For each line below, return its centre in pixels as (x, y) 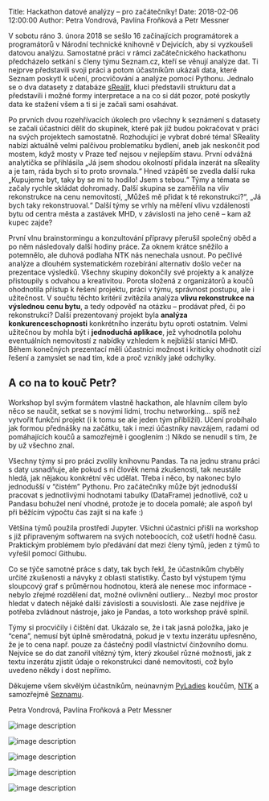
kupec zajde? (31, 222)
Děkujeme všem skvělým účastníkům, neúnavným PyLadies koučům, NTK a (134, 685)
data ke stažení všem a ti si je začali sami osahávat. (94, 104)
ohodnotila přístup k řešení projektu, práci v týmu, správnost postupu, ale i (131, 289)
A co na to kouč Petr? (63, 383)
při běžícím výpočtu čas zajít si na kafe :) (76, 512)
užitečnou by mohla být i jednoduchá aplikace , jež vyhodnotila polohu (125, 332)
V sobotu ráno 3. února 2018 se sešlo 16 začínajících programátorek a (124, 36)
